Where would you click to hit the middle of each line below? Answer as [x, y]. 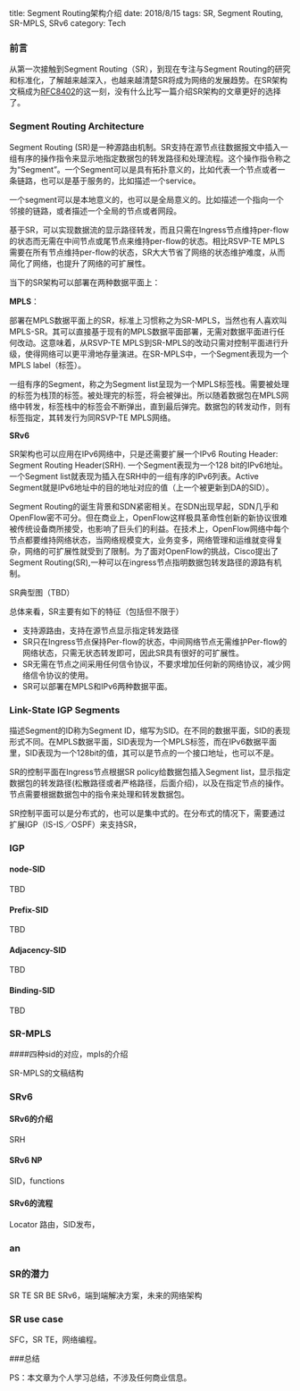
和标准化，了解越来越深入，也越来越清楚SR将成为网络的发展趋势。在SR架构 [148, 80]
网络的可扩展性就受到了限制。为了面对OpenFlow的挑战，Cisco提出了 [152, 551]
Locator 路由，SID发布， [54, 1225]
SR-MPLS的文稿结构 [46, 1073]
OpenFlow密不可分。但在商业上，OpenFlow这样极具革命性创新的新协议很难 [148, 518]
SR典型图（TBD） [42, 592]
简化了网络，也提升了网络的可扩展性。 [79, 263]
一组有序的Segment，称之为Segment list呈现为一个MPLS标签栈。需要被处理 [150, 384]
